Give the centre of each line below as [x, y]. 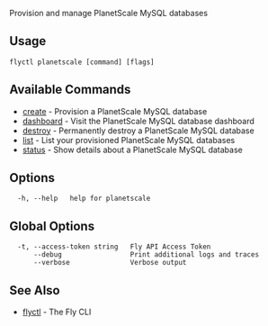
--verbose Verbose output [110, 263]
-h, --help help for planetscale [84, 199]
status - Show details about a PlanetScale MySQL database [132, 149]
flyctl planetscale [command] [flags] [82, 62]
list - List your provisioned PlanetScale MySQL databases [129, 140]
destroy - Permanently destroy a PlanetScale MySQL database [138, 131]
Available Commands [70, 90]
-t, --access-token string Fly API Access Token [114, 247]
